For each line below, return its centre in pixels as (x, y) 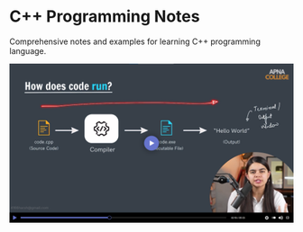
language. (28, 50)
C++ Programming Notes (105, 17)
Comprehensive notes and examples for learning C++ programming (135, 41)
